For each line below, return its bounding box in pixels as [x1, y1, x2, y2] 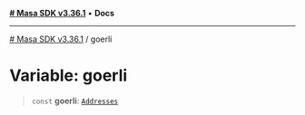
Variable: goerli [9, 65, 128, 86]
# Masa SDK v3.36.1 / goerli [9, 34, 113, 44]
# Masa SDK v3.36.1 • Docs [9, 8, 115, 18]
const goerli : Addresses [31, 95, 119, 106]
